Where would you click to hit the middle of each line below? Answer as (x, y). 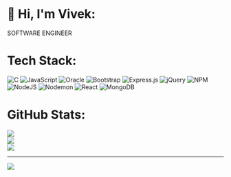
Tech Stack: (42, 61)
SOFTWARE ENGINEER (40, 33)
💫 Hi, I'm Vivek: (52, 14)
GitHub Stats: (46, 115)
